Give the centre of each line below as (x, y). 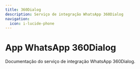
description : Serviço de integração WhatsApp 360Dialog (64, 14)
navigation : (17, 19)
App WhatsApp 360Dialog (61, 48)
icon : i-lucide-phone (32, 23)
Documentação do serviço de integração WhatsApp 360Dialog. (70, 62)
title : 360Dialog (23, 10)
